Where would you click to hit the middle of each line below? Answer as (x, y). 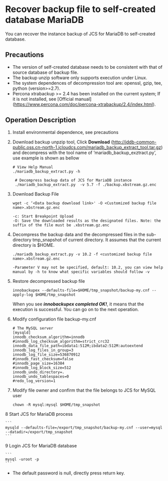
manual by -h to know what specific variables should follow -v (81, 272)
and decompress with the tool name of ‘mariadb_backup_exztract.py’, (84, 152)
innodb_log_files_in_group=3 (43, 350)
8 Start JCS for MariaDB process (39, 414)
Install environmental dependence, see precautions (65, 132)
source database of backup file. (45, 72)
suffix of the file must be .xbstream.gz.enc (61, 225)
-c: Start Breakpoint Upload (43, 216)
